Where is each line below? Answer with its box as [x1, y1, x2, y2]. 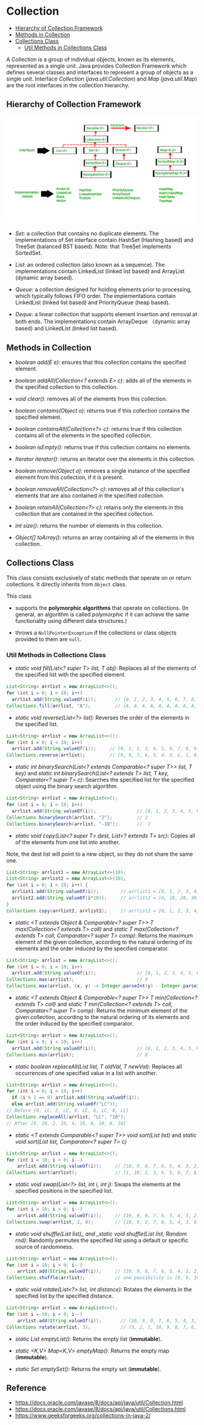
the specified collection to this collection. [15, 383, 118, 391]
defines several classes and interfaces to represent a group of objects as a [6, 68, 194, 76]
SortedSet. [15, 249, 42, 257]
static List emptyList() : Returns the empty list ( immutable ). [15, 1335, 162, 1342]
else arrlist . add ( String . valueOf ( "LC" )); [12, 1101, 118, 1107]
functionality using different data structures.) [15, 617, 127, 624]
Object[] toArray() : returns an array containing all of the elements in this [15, 534, 195, 541]
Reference [6, 1383, 47, 1393]
